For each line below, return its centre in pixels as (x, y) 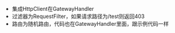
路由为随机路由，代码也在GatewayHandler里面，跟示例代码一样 (90, 24)
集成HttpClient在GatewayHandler (53, 9)
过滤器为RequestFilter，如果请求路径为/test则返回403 (78, 16)
